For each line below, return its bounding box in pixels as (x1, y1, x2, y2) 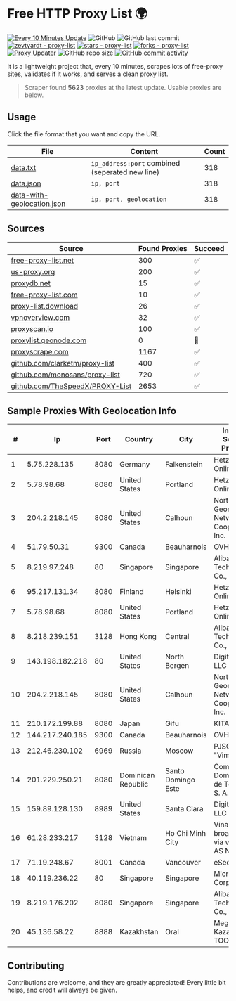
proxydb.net (11, 278, 51, 288)
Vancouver (164, 858, 202, 867)
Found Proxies (138, 243, 188, 253)
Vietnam (119, 833, 147, 843)
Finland (119, 587, 144, 597)
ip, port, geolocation (91, 195, 167, 203)
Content (130, 146, 159, 156)
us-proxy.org (11, 266, 55, 276)
